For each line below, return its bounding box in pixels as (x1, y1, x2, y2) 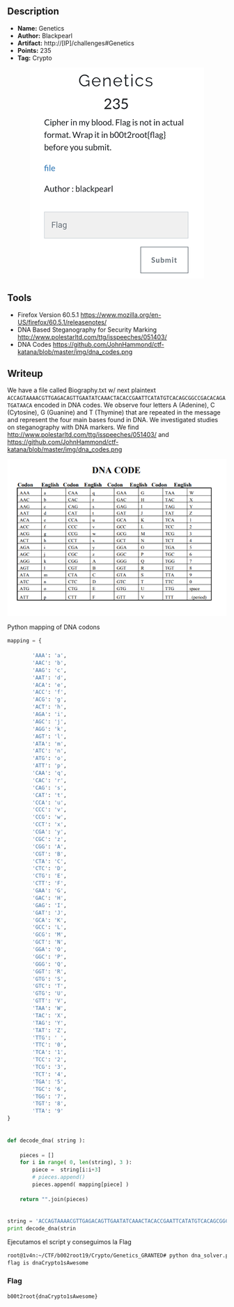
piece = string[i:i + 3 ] (32, 1166, 101, 1173)
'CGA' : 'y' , (32, 828, 68, 835)
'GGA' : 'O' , (32, 946, 68, 953)
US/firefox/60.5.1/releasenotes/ (17, 318, 107, 326)
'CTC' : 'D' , (32, 865, 68, 872)
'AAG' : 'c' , (32, 667, 68, 674)
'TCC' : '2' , (32, 1056, 68, 1063)
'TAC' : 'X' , (32, 1012, 68, 1019)
